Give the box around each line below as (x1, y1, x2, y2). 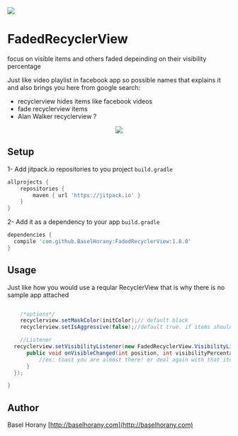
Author (7, 401, 39, 414)
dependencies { (7, 231, 52, 239)
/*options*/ (20, 311, 55, 318)
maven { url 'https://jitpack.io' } (33, 191, 141, 199)
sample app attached (7, 291, 69, 299)
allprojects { (7, 178, 50, 186)
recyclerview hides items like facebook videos (17, 96, 153, 106)
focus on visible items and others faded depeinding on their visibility (7, 54, 207, 63)
